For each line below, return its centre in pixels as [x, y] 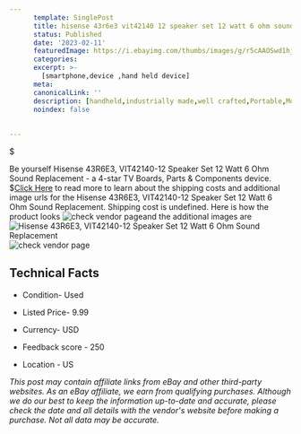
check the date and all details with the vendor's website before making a [144, 410]
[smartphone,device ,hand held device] [116, 76]
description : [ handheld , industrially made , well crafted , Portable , [159, 101]
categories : [55, 59]
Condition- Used [53, 295]
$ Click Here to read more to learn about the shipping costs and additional [145, 188]
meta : [43, 84]
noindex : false [61, 109]
